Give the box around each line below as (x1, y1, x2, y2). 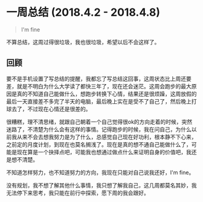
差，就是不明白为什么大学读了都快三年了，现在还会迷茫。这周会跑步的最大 (6, 82, 192, 90)
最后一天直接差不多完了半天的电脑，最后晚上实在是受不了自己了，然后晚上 (6, 97, 192, 105)
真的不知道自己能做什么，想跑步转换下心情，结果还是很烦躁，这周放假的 (16, 90, 197, 97)
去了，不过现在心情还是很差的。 (11, 105, 91, 112)
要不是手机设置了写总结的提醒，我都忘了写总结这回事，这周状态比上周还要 (6, 75, 192, 82)
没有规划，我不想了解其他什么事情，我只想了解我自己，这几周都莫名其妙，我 (6, 181, 197, 189)
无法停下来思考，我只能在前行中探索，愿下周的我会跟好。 (6, 189, 149, 197)
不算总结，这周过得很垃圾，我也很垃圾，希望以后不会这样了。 (6, 38, 160, 45)
